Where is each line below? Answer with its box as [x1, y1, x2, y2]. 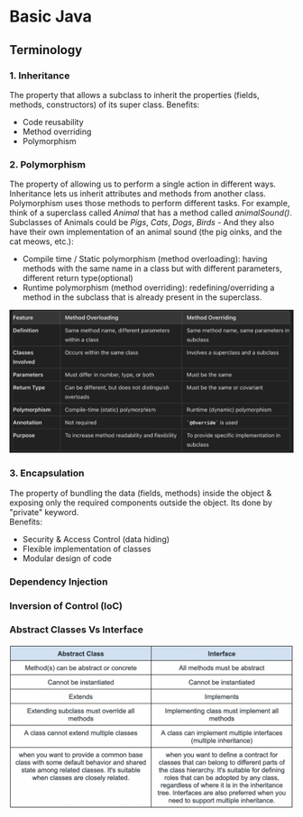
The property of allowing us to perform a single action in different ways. [9, 178, 277, 190]
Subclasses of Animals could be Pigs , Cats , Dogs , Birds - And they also [9, 217, 275, 228]
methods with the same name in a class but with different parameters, [22, 263, 282, 274]
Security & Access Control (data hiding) [22, 533, 170, 544]
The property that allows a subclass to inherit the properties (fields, [9, 89, 260, 100]
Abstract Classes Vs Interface [9, 623, 144, 636]
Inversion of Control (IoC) [9, 599, 124, 612]
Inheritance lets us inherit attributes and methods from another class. [9, 188, 266, 199]
